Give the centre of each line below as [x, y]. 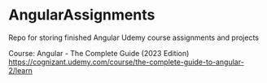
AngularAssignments [82, 15]
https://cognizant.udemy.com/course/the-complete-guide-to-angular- [126, 62]
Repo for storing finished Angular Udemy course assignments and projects [133, 37]
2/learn [20, 70]
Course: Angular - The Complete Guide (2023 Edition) [99, 53]
